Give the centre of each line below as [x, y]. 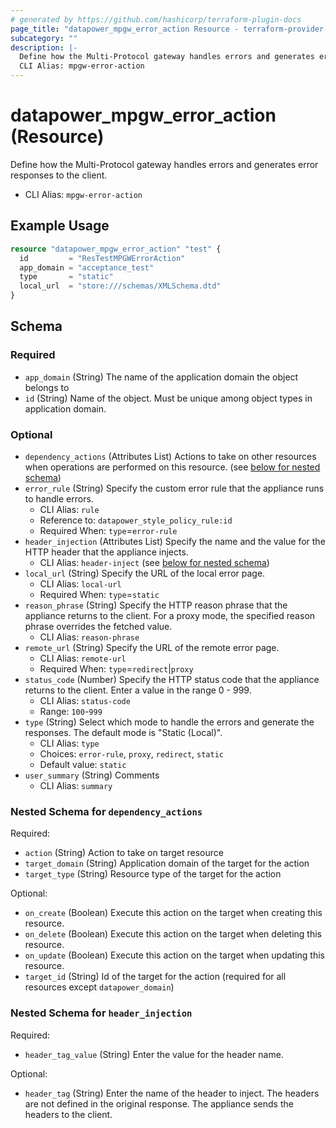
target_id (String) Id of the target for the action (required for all [155, 977]
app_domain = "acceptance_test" [87, 267]
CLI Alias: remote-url [83, 658]
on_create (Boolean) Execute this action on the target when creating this [173, 913]
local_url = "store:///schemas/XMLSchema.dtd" [120, 286]
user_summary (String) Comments [92, 775]
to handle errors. [59, 498]
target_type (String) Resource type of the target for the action [153, 874]
